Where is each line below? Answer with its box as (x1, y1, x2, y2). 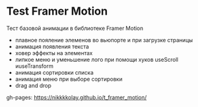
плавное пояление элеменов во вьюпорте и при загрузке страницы (15, 36, 193, 43)
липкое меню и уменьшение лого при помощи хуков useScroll (15, 56, 178, 63)
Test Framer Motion (6, 4, 108, 18)
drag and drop (15, 81, 52, 89)
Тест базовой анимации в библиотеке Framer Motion (6, 24, 144, 32)
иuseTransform (15, 62, 54, 70)
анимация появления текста (15, 43, 89, 50)
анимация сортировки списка (15, 68, 94, 76)
